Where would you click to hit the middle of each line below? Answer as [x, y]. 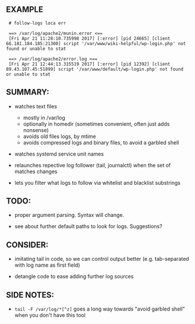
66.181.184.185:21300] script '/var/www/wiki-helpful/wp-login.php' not [96, 43]
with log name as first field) [47, 265]
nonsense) [36, 130]
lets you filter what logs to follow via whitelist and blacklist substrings [97, 182]
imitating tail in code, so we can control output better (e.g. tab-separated [102, 259]
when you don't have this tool [50, 315]
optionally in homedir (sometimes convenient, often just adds [96, 124]
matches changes [36, 171]
